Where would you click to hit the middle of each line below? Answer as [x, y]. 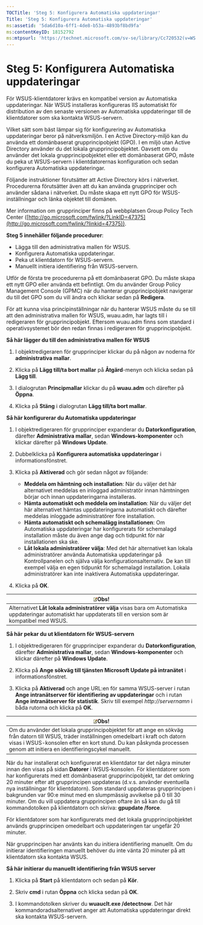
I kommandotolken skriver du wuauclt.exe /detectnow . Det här [94, 903]
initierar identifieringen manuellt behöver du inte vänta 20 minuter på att [96, 850]
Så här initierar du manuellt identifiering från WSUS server [81, 868]
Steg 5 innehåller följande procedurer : [55, 235]
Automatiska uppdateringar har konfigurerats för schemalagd [100, 529]
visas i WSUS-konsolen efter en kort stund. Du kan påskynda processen [99, 743]
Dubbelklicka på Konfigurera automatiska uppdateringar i [88, 454]
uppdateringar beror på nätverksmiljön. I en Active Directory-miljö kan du [97, 136]
